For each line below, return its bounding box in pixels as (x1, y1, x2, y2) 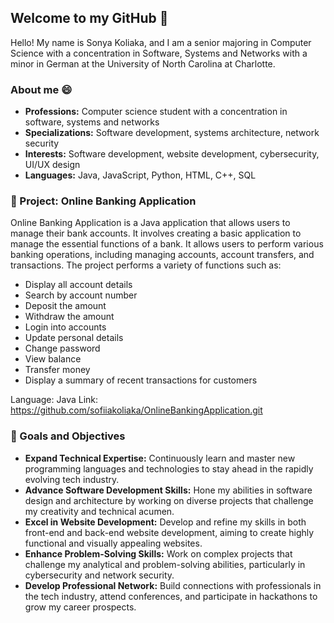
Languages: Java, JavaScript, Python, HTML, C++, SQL (24, 169, 257, 181)
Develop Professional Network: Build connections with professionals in (24, 579, 322, 591)
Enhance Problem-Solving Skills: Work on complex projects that (24, 547, 293, 560)
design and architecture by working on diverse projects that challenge (24, 494, 314, 506)
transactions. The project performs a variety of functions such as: (10, 259, 282, 271)
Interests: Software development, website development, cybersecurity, (24, 148, 320, 160)
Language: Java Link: (10, 394, 99, 406)
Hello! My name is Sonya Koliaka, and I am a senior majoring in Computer (10, 36, 312, 48)
